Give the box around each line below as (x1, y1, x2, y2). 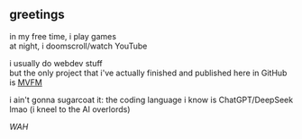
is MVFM (9, 76, 42, 88)
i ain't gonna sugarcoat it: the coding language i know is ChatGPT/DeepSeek (9, 94, 294, 105)
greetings (9, 7, 65, 22)
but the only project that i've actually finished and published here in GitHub (9, 67, 288, 78)
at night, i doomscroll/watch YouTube (9, 40, 148, 51)
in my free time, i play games (9, 30, 117, 41)
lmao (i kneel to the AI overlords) (9, 103, 131, 115)
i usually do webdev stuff (9, 57, 103, 68)
